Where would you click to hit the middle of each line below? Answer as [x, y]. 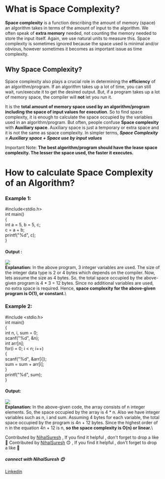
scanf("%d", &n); [22, 338]
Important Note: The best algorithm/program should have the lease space [81, 147]
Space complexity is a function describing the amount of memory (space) [80, 23]
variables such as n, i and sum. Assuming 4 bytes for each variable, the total [82, 417]
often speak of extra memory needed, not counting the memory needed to [81, 33]
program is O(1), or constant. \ [36, 294]
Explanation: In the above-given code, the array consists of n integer [75, 407]
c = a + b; [15, 230]
